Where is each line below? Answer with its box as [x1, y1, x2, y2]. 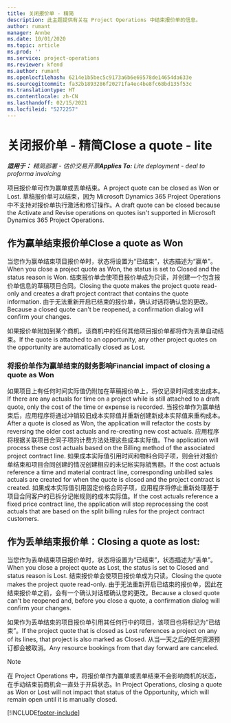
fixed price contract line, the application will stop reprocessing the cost [7, 500, 208, 508]
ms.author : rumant [7, 67, 60, 74]
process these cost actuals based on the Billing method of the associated [7, 443, 215, 452]
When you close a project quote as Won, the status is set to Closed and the [7, 265, 220, 273]
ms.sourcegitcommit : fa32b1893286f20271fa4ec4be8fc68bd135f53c [7, 80, 192, 87]
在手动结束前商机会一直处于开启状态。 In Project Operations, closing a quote [7, 680, 222, 688]
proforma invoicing [7, 169, 61, 177]
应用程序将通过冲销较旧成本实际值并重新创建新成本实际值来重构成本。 [25, 411, 224, 419]
